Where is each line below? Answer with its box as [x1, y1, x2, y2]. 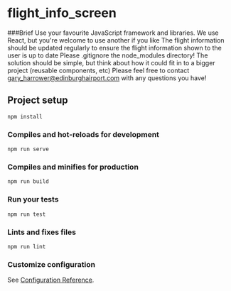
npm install [7, 113, 43, 120]
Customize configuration [7, 259, 96, 269]
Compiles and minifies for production [7, 162, 139, 172]
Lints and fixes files [7, 227, 77, 237]
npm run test [7, 211, 46, 218]
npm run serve [7, 145, 50, 153]
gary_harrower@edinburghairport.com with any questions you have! [7, 73, 207, 82]
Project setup [7, 94, 69, 106]
